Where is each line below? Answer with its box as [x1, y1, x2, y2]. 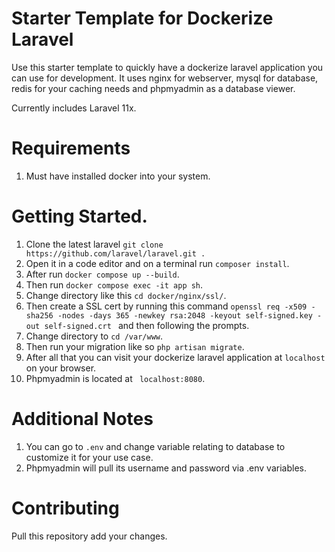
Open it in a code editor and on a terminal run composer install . [25, 257, 290, 269]
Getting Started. [11, 205, 148, 228]
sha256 [25, 310, 54, 321]
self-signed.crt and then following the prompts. [44, 319, 250, 331]
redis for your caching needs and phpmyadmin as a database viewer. [11, 82, 296, 94]
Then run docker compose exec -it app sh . [25, 278, 204, 291]
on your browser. [25, 362, 97, 374]
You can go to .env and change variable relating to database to [25, 440, 286, 452]
